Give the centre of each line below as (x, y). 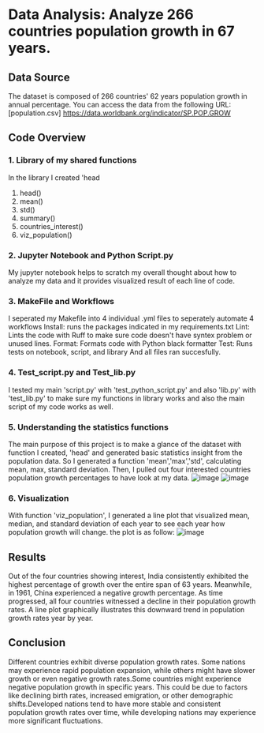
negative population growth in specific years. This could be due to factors (128, 687)
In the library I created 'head (54, 177)
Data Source (39, 77)
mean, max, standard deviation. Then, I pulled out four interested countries (130, 469)
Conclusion (37, 643)
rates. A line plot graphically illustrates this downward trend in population (126, 609)
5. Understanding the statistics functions (89, 427)
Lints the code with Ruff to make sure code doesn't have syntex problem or (130, 335)
